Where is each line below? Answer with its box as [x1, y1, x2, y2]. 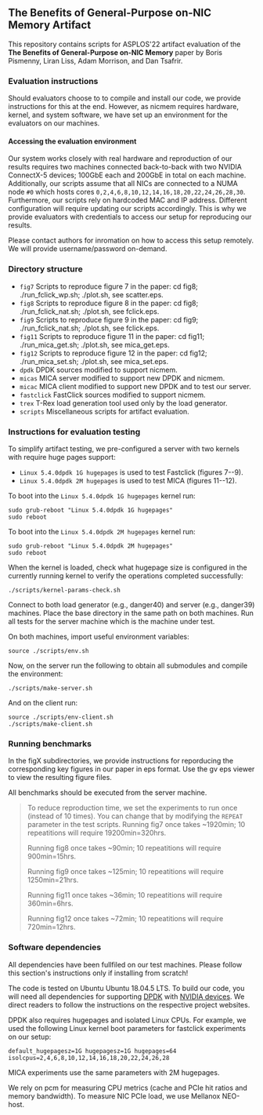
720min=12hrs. [27, 922, 76, 932]
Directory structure [8, 264, 84, 275]
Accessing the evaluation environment [8, 137, 137, 146]
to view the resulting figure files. [8, 773, 112, 782]
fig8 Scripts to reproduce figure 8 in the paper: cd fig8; [19, 298, 199, 308]
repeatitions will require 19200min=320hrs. [27, 828, 167, 838]
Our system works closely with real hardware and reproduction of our [8, 154, 232, 163]
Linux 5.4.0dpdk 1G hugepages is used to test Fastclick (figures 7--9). [19, 467, 244, 477]
